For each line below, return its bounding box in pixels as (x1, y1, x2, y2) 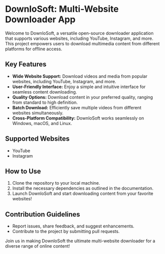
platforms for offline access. (5, 46, 63, 52)
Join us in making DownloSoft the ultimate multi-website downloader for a (5, 238, 156, 244)
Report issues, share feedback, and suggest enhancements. (12, 223, 134, 229)
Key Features (5, 60, 47, 68)
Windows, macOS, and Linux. (12, 120, 72, 126)
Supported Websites (5, 134, 70, 143)
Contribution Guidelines (5, 210, 80, 219)
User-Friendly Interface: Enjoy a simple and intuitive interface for (12, 84, 146, 90)
